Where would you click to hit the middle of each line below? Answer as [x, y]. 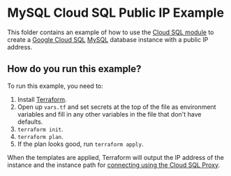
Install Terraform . [42, 99]
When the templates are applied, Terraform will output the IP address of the [116, 157]
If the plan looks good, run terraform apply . [80, 144]
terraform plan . [40, 136]
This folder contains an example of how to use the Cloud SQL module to [111, 32]
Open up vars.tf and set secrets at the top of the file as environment [117, 107]
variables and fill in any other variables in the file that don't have [109, 114]
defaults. [30, 122]
